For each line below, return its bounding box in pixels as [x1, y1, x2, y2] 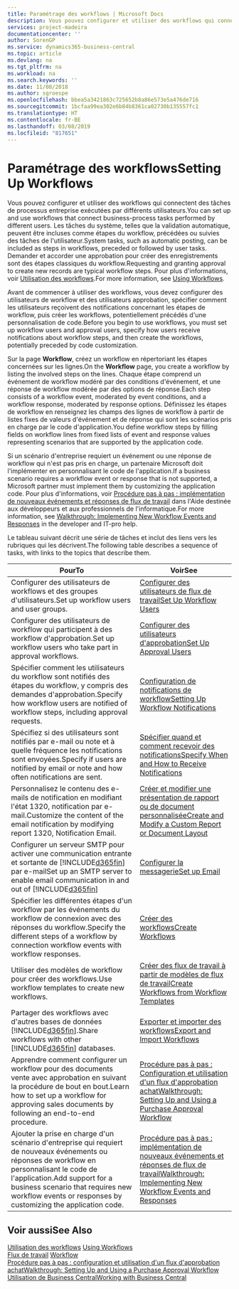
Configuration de [139, 677, 196, 686]
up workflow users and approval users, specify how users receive [7, 326, 201, 334]
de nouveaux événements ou [11, 1147, 108, 1157]
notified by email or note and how [11, 763, 123, 773]
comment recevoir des [139, 741, 215, 751]
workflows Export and [139, 1026, 211, 1036]
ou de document [139, 802, 195, 812]
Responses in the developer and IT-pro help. [7, 520, 138, 529]
